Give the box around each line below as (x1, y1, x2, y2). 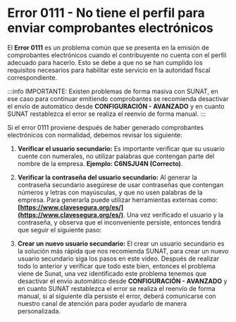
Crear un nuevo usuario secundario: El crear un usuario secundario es (17, 239, 225, 248)
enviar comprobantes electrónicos (7, 20, 213, 36)
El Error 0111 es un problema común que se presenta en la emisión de (7, 43, 209, 52)
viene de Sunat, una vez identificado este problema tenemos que (17, 269, 206, 278)
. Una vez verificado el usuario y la (123, 210, 224, 219)
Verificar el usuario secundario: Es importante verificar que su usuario (17, 144, 225, 153)
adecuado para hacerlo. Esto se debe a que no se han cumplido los (7, 58, 203, 66)
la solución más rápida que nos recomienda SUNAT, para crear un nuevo (17, 246, 229, 255)
